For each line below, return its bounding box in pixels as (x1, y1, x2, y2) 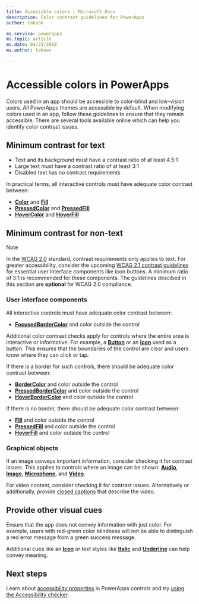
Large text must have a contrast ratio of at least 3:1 (14, 162, 140, 170)
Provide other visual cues (6, 505, 103, 515)
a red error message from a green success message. (6, 534, 136, 541)
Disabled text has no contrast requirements (14, 169, 121, 176)
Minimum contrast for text (6, 141, 105, 151)
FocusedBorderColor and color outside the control (14, 320, 140, 328)
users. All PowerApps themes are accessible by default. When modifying (6, 104, 184, 111)
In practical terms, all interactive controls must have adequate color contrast (6, 180, 193, 188)
